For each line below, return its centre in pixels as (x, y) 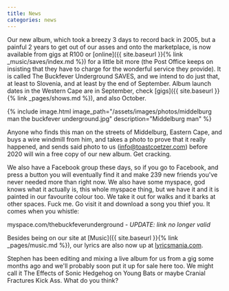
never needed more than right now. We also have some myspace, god (106, 182)
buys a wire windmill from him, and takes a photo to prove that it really (107, 139)
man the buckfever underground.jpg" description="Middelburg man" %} (109, 118)
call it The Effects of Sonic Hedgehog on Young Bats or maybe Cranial (107, 273)
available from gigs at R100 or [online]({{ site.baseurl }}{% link (95, 54)
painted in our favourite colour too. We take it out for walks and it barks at (111, 196)
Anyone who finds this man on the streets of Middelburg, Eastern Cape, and (115, 132)
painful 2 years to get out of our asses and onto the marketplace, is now (109, 47)
